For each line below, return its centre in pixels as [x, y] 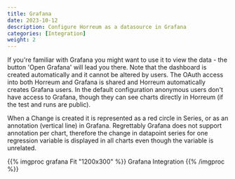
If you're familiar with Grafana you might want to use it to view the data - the [117, 60]
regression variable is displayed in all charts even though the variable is [110, 140]
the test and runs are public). [49, 105]
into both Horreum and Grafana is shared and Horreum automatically [106, 82]
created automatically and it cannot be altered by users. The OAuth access [115, 75]
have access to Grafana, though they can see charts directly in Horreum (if [115, 97]
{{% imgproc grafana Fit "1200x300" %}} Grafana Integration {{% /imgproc [116, 161]
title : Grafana [29, 14]
